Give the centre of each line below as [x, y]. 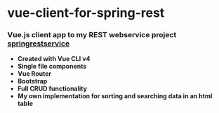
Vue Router [34, 74]
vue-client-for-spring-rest [86, 13]
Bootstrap [32, 81]
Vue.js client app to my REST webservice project [92, 35]
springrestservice [39, 44]
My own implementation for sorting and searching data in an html [115, 96]
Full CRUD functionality [52, 88]
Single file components [52, 66]
